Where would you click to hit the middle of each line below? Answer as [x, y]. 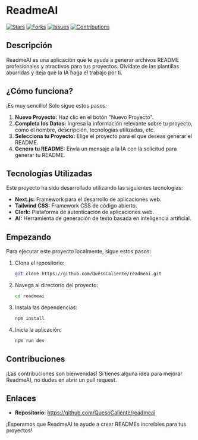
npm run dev [29, 340]
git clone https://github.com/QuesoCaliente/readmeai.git [88, 274]
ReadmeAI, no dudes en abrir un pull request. [62, 380]
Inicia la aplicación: [38, 329]
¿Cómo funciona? [40, 91]
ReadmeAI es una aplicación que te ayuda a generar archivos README [93, 59]
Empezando [29, 237]
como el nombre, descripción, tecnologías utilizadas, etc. [85, 130]
